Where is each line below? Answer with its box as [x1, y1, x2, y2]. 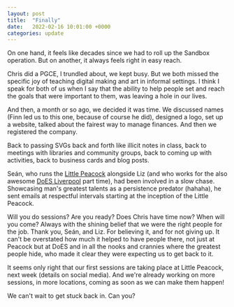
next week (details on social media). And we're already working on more [7, 271, 215, 279]
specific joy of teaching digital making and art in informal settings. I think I [7, 77, 220, 86]
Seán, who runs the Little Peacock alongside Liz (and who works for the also [7, 170, 228, 178]
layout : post [7, 10, 45, 17]
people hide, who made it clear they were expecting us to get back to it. [7, 250, 214, 258]
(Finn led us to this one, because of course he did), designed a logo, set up [7, 113, 224, 121]
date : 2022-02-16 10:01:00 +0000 [7, 23, 111, 30]
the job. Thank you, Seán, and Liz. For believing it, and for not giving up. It [7, 227, 220, 236]
